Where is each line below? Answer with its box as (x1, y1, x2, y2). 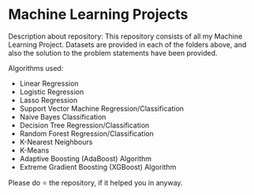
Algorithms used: (8, 63, 64, 72)
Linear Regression (19, 79, 79, 88)
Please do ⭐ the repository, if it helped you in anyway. (8, 178, 183, 187)
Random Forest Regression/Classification (19, 128, 154, 138)
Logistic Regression (19, 86, 84, 96)
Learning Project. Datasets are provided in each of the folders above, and (8, 39, 247, 49)
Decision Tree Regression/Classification (19, 120, 150, 130)
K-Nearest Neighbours (19, 137, 93, 146)
